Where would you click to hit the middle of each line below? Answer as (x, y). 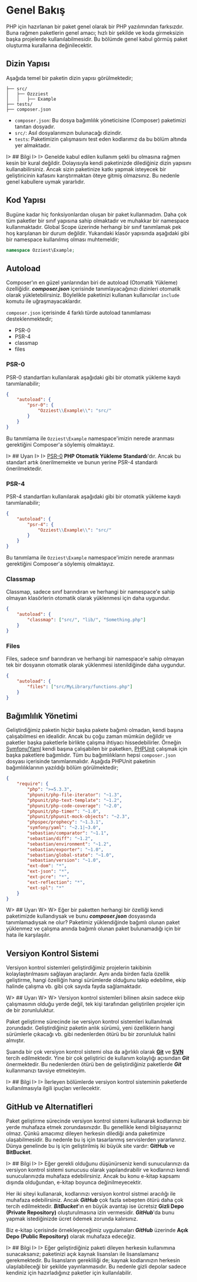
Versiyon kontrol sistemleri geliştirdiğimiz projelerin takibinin (79, 968)
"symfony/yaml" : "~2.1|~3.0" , (64, 828)
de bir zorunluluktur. (30, 1010)
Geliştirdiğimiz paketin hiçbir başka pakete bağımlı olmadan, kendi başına (95, 730)
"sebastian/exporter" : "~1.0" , (66, 850)
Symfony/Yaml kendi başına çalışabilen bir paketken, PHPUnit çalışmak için (97, 749)
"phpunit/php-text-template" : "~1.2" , (75, 800)
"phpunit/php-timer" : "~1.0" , (64, 811)
